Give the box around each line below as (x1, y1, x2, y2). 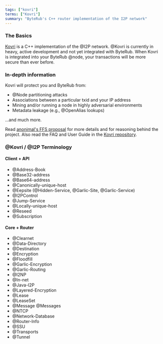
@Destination (12, 246, 40, 252)
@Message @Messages (12, 303, 61, 309)
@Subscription (12, 214, 42, 219)
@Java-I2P (12, 282, 35, 288)
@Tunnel (12, 334, 30, 340)
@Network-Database (12, 313, 55, 319)
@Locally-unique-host (12, 203, 58, 209)
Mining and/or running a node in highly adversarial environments (12, 102, 143, 108)
